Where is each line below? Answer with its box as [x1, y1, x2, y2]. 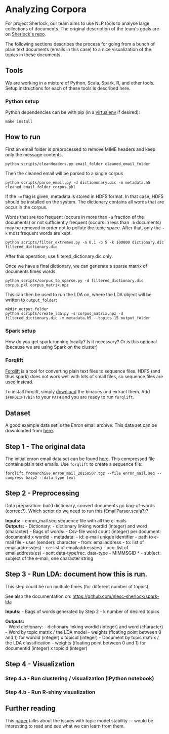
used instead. [5, 379, 34, 385]
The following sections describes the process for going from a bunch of [5, 40, 155, 47]
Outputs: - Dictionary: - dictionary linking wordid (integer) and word [5, 523, 147, 529]
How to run [5, 133, 41, 141]
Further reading [5, 704, 56, 713]
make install [5, 119, 33, 125]
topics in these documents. [5, 52, 62, 58]
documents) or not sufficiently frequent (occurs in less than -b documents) [5, 219, 161, 225]
